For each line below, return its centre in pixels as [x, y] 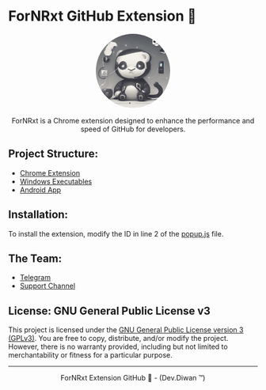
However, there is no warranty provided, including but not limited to [118, 346]
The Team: [35, 258]
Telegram [35, 278]
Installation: [38, 215]
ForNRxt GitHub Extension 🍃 [103, 16]
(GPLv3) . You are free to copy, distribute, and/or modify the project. [118, 339]
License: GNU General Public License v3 [110, 310]
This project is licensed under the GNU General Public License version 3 [126, 330]
